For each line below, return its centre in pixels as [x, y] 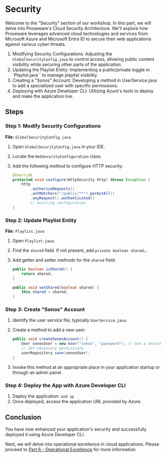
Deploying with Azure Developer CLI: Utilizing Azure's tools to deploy [83, 91]
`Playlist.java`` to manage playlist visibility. [55, 75]
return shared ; [37, 274]
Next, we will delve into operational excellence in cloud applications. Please [82, 444]
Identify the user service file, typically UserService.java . [70, 320]
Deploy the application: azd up [43, 396]
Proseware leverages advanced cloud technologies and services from [77, 33]
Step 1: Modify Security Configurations [53, 126]
